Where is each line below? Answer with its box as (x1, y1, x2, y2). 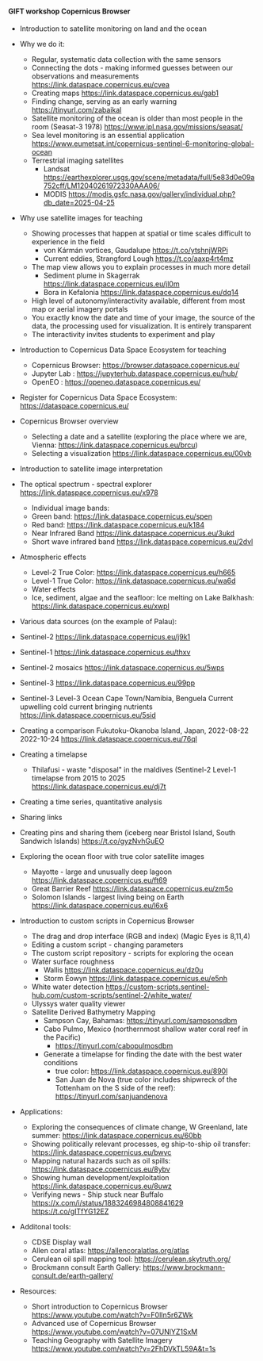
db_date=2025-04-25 (43, 198, 115, 208)
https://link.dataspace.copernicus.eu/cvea (31, 80, 170, 90)
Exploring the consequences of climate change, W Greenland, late (31, 1122, 248, 1132)
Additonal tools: (19, 1222, 71, 1232)
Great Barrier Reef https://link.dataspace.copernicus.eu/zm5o (31, 884, 234, 894)
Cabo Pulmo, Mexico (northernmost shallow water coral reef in (43, 1024, 249, 1034)
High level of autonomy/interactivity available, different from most (31, 296, 246, 305)
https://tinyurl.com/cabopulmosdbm (55, 1041, 173, 1051)
